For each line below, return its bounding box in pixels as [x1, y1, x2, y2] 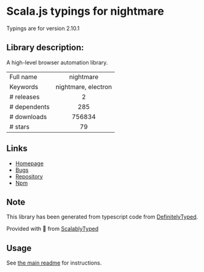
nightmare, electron [55, 82, 112, 91]
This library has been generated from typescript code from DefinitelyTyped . [6, 213, 198, 220]
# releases [9, 92, 40, 101]
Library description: [6, 42, 84, 53]
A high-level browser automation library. [6, 58, 108, 66]
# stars [9, 122, 29, 131]
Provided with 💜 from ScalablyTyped [6, 225, 99, 233]
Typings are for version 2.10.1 [6, 25, 80, 32]
